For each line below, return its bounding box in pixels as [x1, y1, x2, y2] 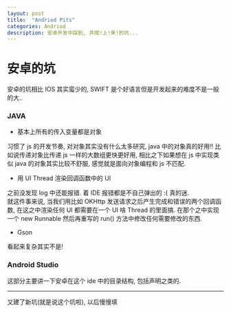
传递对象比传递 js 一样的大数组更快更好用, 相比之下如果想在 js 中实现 [19, 151, 214, 159]
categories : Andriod [7, 23, 67, 30]
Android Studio [7, 260, 59, 270]
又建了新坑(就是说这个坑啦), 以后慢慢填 [7, 297, 118, 306]
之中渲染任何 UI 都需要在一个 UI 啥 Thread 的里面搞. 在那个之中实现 [28, 206, 220, 214]
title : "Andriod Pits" [7, 17, 76, 23]
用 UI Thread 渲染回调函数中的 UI [16, 174, 111, 182]
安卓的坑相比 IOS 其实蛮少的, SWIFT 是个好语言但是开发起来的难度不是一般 [7, 85, 220, 94]
